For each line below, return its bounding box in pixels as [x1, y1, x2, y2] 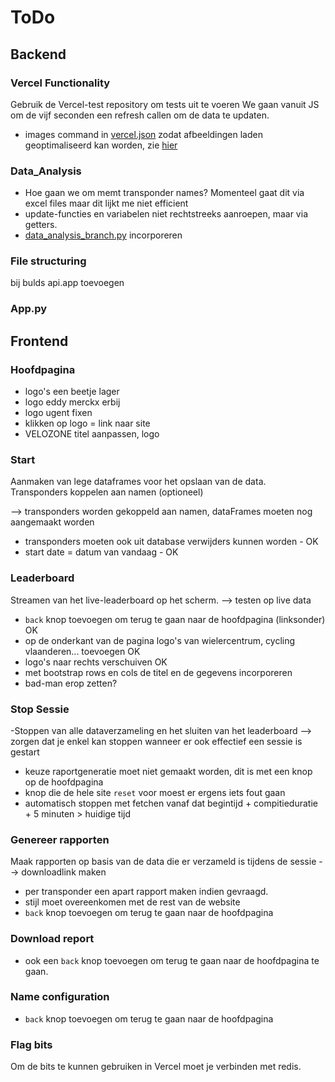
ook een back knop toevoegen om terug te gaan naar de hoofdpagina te [24, 954, 320, 966]
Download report [10, 932, 95, 946]
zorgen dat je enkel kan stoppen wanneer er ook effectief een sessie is [10, 735, 303, 747]
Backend [10, 46, 67, 63]
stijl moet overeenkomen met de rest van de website [24, 896, 241, 908]
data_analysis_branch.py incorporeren [24, 229, 183, 241]
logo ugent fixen [24, 407, 93, 419]
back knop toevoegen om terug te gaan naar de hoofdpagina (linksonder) [24, 613, 326, 625]
